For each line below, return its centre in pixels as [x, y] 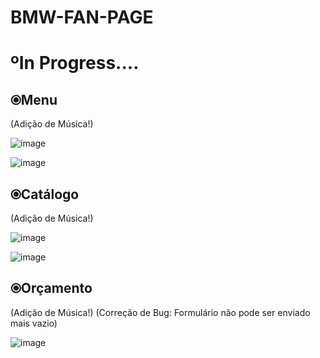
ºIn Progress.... [75, 63]
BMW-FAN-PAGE [82, 17]
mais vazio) [34, 323]
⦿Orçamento [51, 288]
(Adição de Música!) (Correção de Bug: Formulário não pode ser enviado [160, 312]
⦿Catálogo [45, 194]
